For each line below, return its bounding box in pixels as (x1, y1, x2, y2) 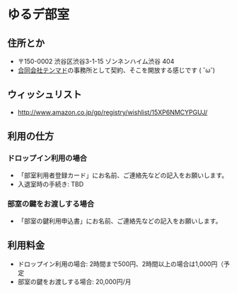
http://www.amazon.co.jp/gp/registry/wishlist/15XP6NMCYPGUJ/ (17, 108, 208, 116)
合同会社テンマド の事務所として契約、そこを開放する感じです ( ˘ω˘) (17, 66, 216, 74)
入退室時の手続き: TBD (17, 179, 84, 188)
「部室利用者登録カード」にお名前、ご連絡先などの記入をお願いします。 (17, 171, 229, 179)
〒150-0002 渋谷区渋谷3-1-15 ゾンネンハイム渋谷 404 (17, 57, 175, 65)
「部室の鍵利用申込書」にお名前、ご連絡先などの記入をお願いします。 (17, 216, 222, 225)
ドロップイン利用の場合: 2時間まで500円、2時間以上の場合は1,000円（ (17, 260, 224, 268)
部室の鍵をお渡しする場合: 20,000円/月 (17, 277, 132, 286)
